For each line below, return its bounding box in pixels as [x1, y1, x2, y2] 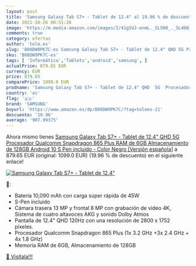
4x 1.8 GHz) [14, 236, 43, 243]
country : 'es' [6, 90, 41, 96]
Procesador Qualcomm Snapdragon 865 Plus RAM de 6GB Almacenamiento [6, 140, 188, 147]
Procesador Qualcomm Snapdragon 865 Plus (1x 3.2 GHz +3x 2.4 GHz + [14, 229, 190, 237]
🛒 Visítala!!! [6, 253, 33, 260]
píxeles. [14, 223, 34, 230]
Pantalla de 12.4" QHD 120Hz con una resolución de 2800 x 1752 [14, 217, 170, 224]
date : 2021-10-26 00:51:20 [6, 19, 72, 25]
